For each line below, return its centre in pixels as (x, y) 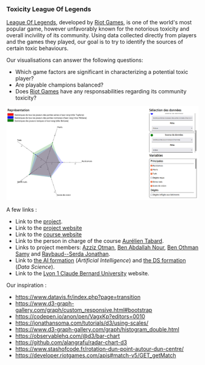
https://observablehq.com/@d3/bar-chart (67, 336)
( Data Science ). (35, 267)
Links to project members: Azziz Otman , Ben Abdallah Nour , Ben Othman (107, 248)
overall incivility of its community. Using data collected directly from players (102, 35)
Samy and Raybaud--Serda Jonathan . (63, 254)
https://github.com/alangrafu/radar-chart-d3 (71, 342)
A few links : (22, 210)
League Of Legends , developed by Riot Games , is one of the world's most (99, 23)
